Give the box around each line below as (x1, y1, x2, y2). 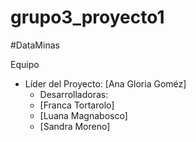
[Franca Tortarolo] (39, 99, 115, 111)
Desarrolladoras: (39, 88, 109, 100)
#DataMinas (10, 39, 60, 51)
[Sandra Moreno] (39, 120, 111, 132)
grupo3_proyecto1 (10, 6, 165, 29)
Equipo (10, 58, 40, 70)
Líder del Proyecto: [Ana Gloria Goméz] (24, 77, 187, 90)
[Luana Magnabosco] (39, 109, 128, 121)
